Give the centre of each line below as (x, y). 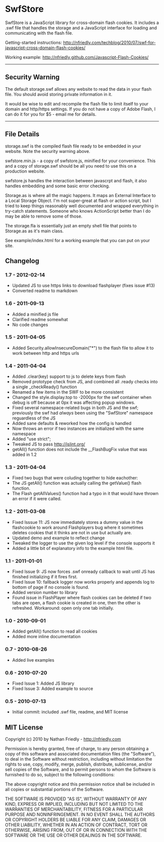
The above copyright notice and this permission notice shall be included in (80, 784)
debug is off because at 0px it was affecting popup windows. (74, 402)
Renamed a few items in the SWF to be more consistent (68, 392)
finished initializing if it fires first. (45, 577)
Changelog (22, 261)
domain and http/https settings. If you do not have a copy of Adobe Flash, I (80, 109)
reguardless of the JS (34, 418)
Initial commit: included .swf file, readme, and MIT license (70, 712)
